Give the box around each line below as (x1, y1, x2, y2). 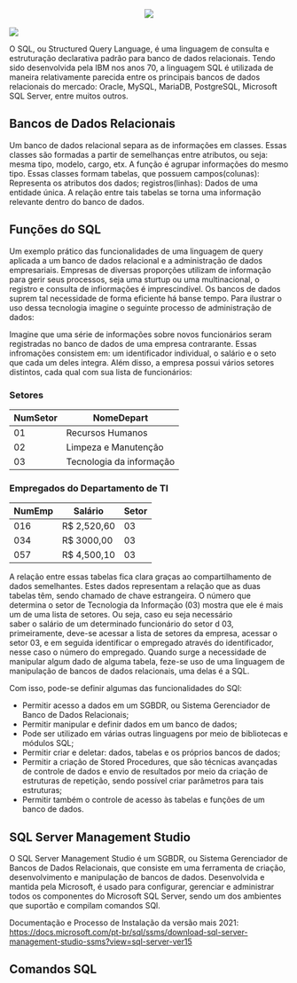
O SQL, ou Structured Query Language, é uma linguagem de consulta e (9, 43, 270, 54)
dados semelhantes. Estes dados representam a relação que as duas (9, 581, 262, 592)
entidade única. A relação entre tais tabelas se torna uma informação (9, 186, 262, 198)
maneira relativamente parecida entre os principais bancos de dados (9, 72, 261, 83)
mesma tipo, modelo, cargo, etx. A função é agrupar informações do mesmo (9, 159, 289, 169)
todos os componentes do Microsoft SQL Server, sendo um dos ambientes (9, 891, 282, 901)
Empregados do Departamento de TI (9, 482, 168, 494)
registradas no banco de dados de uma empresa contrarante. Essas (9, 338, 257, 349)
